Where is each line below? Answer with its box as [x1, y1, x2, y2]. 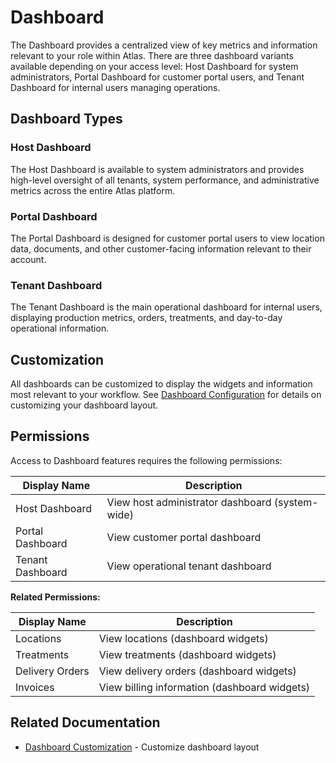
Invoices [15, 680, 55, 694]
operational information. [10, 322, 110, 335]
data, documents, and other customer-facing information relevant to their [10, 242, 312, 255]
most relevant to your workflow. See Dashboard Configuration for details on [10, 389, 322, 401]
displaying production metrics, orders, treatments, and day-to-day [10, 312, 283, 324]
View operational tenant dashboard [106, 559, 272, 573]
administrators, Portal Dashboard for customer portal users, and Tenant [10, 71, 305, 83]
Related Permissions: [10, 591, 101, 603]
